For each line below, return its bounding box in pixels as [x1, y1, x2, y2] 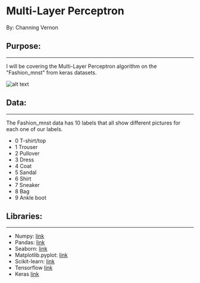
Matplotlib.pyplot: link [14, 251, 68, 259]
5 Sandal [14, 169, 37, 176]
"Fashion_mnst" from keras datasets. [6, 69, 97, 76]
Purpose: [6, 41, 41, 51]
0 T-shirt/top [14, 137, 46, 144]
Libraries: [6, 211, 43, 221]
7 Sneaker [14, 181, 40, 188]
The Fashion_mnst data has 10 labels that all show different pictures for [6, 119, 181, 126]
